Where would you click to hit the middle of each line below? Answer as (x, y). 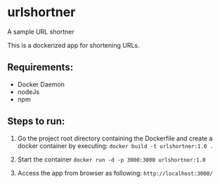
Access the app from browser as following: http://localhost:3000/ (115, 173)
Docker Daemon (41, 84)
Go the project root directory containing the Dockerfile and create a (115, 138)
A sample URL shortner (41, 32)
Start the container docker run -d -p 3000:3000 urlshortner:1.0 (111, 159)
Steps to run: (36, 121)
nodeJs (28, 91)
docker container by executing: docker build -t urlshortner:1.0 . (115, 145)
